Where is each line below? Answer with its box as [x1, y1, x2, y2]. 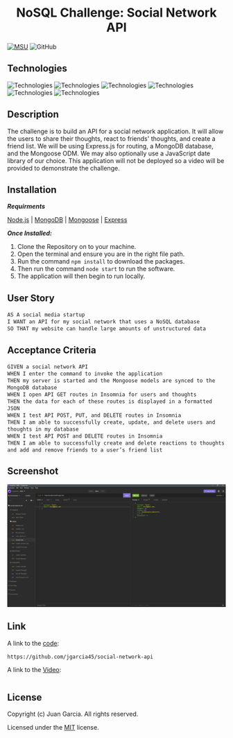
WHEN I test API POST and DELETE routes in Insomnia [7, 433, 163, 440]
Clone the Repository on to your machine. [17, 243, 137, 251]
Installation [7, 184, 57, 196]
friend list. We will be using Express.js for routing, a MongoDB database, [7, 141, 214, 150]
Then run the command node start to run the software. [17, 265, 175, 273]
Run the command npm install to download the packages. [17, 257, 185, 266]
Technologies [7, 62, 68, 74]
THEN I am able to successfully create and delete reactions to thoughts [7, 440, 225, 447]
